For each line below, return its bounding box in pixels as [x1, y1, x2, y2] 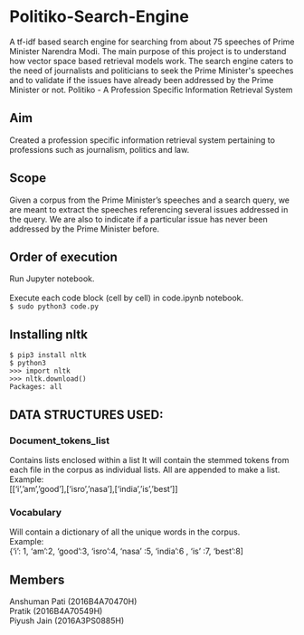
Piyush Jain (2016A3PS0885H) [9, 615, 125, 626]
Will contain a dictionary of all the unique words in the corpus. [9, 526, 241, 537]
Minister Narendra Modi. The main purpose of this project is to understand [9, 45, 287, 56]
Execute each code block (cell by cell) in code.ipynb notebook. [9, 292, 244, 304]
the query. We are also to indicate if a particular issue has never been [9, 213, 269, 224]
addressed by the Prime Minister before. [9, 223, 160, 234]
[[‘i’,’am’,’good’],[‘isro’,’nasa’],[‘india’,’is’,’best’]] [9, 483, 178, 494]
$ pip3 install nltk [9, 351, 88, 360]
